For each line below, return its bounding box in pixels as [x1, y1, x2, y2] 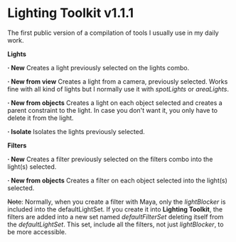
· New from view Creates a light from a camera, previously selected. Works [7, 77, 228, 86]
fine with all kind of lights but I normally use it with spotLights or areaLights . [7, 84, 230, 93]
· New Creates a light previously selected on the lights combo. [7, 63, 190, 72]
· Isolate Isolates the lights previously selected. [7, 127, 146, 136]
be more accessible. [7, 227, 67, 236]
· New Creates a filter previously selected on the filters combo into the [7, 155, 213, 163]
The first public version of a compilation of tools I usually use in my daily [7, 28, 219, 37]
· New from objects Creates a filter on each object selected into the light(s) [7, 176, 227, 185]
